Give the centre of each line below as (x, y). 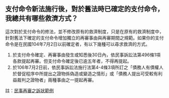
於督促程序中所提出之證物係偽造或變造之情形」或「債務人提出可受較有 (85, 73)
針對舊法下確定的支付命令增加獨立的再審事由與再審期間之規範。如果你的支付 (84, 38)
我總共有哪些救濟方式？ (41, 18)
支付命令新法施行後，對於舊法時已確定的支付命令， (84, 9)
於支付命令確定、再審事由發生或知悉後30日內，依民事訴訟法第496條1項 (87, 55)
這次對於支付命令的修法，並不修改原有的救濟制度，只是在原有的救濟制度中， (84, 31)
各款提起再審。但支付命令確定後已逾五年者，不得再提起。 (72, 61)
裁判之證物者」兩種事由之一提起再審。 (57, 80)
